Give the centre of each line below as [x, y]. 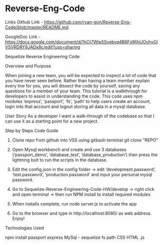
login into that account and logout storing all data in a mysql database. [76, 106]
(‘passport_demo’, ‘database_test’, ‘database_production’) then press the [85, 155]
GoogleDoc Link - [23, 37]
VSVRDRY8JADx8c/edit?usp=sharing [43, 47]
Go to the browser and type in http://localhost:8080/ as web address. [82, 213]
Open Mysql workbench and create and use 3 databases [69, 149]
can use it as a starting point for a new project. [52, 121]
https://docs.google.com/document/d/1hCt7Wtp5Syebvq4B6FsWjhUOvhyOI [81, 41]
